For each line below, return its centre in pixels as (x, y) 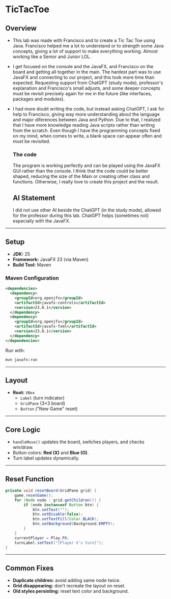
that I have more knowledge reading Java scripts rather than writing (84, 125)
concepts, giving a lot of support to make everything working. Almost (85, 51)
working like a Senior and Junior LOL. (52, 57)
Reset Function (30, 479)
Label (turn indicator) (42, 398)
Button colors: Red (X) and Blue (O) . (51, 453)
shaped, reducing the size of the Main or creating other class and (81, 176)
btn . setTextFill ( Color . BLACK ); (66, 519)
